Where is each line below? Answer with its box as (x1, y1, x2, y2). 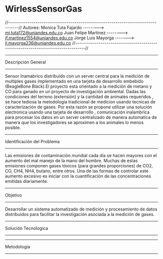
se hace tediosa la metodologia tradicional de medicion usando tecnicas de (5, 98, 156, 105)
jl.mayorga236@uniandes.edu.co (5, 40, 71, 46)
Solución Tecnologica (5, 225, 49, 231)
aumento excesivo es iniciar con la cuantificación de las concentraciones (5, 173, 151, 179)
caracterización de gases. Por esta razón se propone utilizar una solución (5, 104, 152, 110)
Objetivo (5, 192, 22, 198)
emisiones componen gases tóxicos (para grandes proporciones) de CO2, (5, 162, 153, 168)
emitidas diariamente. (5, 178, 49, 184)
